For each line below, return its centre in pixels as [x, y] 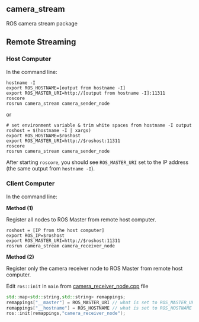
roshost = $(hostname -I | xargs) [49, 130]
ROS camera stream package [42, 23]
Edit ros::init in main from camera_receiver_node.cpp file [77, 286]
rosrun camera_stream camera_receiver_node [61, 246]
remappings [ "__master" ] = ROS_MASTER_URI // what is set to [82, 302]
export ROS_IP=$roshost [36, 236]
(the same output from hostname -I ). [51, 168]
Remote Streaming [41, 42]
